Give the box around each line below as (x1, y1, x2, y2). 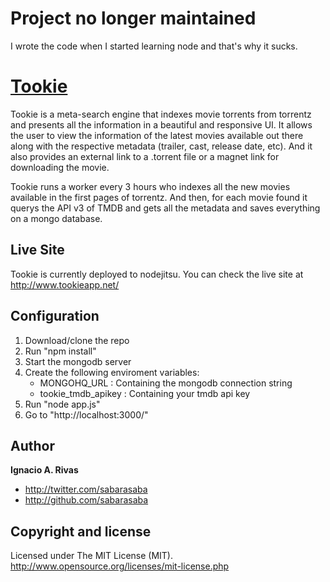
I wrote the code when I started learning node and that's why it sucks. (10, 40, 298, 52)
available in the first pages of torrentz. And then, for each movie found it (10, 191, 308, 203)
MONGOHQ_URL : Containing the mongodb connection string (39, 377, 293, 389)
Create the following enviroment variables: (24, 366, 200, 378)
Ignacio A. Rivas (10, 464, 79, 476)
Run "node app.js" (24, 398, 101, 410)
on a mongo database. (10, 212, 103, 224)
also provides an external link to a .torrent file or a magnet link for (10, 150, 280, 162)
